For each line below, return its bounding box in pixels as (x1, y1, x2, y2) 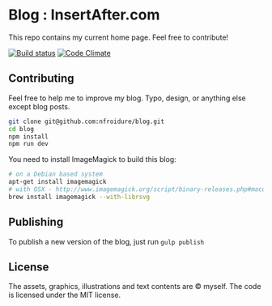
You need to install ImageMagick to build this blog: (8, 155, 176, 164)
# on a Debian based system (8, 170, 104, 179)
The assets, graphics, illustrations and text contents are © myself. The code (8, 282, 261, 291)
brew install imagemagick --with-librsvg (8, 193, 151, 201)
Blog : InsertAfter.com (8, 6, 160, 24)
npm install (8, 132, 49, 141)
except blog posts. (8, 101, 70, 111)
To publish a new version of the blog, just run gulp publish (8, 236, 205, 246)
